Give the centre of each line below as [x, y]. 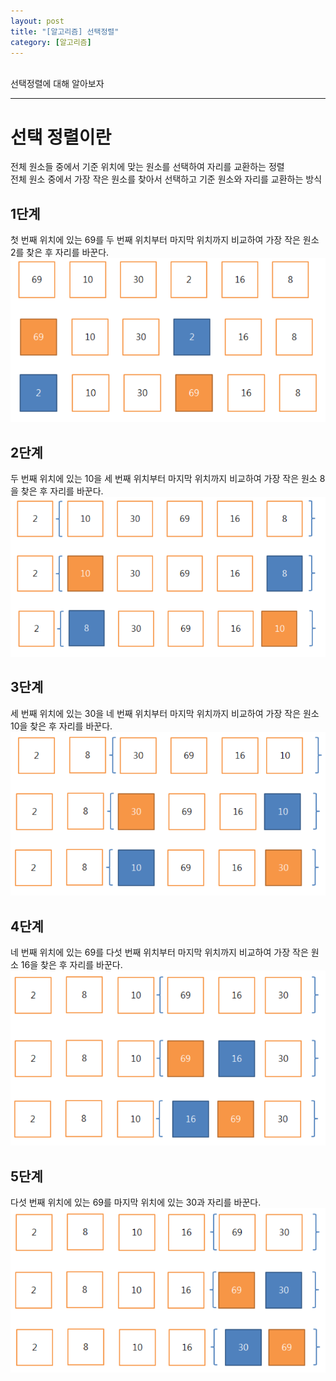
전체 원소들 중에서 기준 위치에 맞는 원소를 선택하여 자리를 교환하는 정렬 [147, 167]
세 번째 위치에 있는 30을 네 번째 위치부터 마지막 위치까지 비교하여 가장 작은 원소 [165, 713]
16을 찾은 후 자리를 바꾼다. [71, 965]
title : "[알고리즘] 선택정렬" [65, 31]
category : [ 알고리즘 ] [51, 42]
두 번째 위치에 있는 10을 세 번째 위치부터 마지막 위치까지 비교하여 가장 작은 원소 [164, 478]
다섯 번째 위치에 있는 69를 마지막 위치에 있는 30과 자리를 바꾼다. [136, 1202]
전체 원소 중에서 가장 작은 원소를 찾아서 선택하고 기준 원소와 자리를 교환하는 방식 [166, 179]
